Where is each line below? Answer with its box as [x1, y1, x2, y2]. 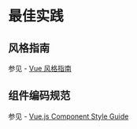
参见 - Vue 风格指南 [8, 64, 72, 73]
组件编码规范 [8, 89, 71, 103]
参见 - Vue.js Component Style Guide [8, 112, 129, 121]
